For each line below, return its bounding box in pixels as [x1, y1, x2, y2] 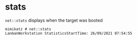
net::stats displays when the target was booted [5, 17, 103, 23]
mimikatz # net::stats [5, 27, 51, 31]
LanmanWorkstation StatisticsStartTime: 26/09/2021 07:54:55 [5, 31, 133, 36]
